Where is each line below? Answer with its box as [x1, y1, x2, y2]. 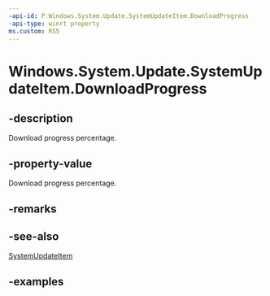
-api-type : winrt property [8, 20, 100, 28]
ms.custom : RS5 [8, 27, 60, 35]
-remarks [8, 202, 57, 215]
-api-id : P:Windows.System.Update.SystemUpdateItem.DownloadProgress [8, 11, 250, 20]
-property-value [8, 156, 93, 171]
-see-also [8, 229, 59, 243]
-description [8, 111, 73, 125]
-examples [8, 274, 64, 289]
